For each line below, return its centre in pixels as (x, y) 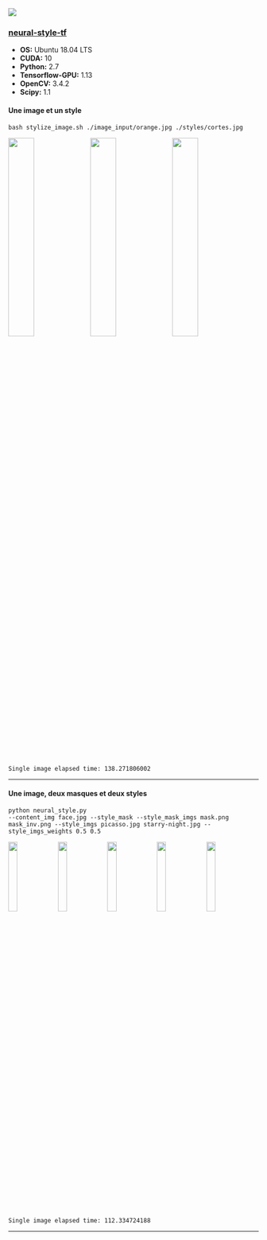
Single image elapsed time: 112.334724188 (79, 1220)
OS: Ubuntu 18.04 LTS (56, 50)
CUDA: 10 (36, 58)
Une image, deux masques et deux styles (77, 794)
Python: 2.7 (39, 67)
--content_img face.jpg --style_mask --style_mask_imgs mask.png (118, 817)
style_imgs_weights (41, 831)
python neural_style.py (48, 810)
